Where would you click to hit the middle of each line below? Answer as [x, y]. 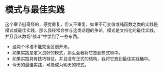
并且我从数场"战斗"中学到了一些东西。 [43, 36]
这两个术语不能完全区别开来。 [42, 46]
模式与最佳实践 [35, 10]
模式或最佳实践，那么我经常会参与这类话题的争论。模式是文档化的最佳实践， [81, 30]
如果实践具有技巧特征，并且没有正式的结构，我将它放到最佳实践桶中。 [82, 58]
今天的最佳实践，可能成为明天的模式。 [50, 65]
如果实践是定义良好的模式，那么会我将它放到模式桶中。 [67, 52]
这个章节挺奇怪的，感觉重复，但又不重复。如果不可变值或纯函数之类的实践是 [81, 24]
